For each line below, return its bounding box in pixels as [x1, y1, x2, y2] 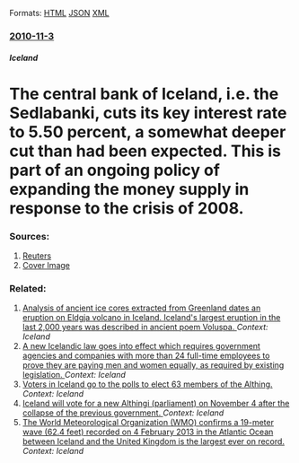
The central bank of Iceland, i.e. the [9, 83, 279, 104]
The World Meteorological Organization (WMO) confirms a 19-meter [22, 417, 274, 428]
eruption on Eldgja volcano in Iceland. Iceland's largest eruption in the [22, 312, 281, 323]
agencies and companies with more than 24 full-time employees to [22, 350, 270, 362]
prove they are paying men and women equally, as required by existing [22, 360, 285, 371]
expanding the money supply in [9, 179, 250, 199]
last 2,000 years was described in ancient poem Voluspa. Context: [22, 322, 268, 333]
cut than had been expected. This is [9, 141, 281, 161]
